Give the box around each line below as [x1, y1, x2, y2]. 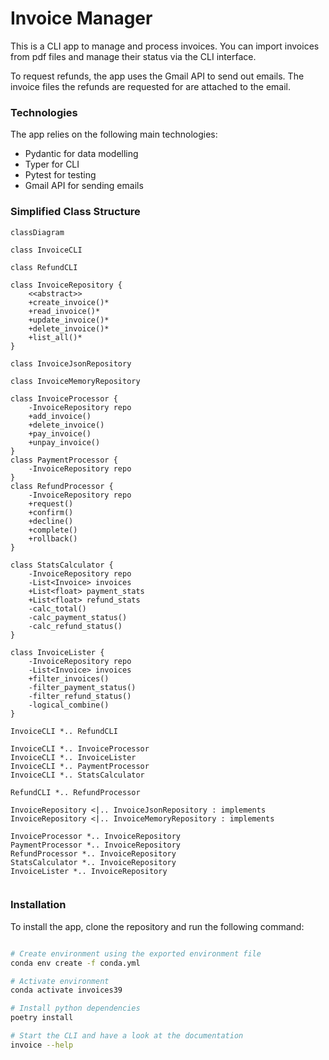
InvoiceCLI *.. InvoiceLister [10, 752, 137, 762]
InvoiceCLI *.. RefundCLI [10, 726, 118, 736]
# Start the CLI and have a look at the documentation [10, 1031, 244, 1041]
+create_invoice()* [28, 297, 110, 307]
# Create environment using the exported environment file [10, 948, 262, 959]
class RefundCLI [10, 262, 78, 272]
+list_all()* [28, 332, 83, 342]
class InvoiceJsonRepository [10, 358, 132, 369]
